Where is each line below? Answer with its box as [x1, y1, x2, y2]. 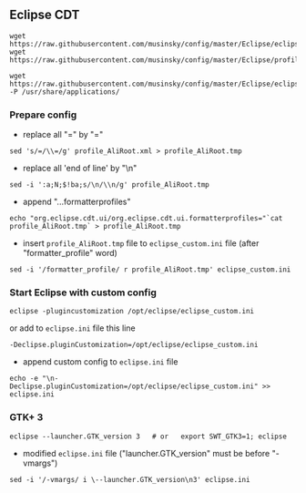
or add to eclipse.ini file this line [9, 323, 136, 334]
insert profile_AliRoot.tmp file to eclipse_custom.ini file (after [22, 238, 260, 249]
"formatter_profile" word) [22, 248, 118, 259]
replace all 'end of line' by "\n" [22, 163, 138, 174]
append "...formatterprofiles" [22, 196, 131, 208]
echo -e [9, 374, 39, 384]
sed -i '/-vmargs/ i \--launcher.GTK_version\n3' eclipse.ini [9, 475, 250, 484]
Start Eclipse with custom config [9, 286, 157, 299]
